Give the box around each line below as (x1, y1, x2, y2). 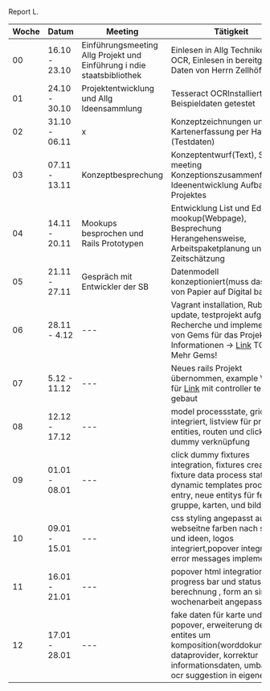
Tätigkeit (214, 26, 249, 37)
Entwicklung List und (170, 203, 250, 213)
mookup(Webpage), (170, 213, 247, 224)
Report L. (8, 7, 39, 16)
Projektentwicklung (81, 83, 155, 93)
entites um (170, 630, 211, 640)
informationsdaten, (170, 660, 243, 671)
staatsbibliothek (81, 70, 142, 81)
